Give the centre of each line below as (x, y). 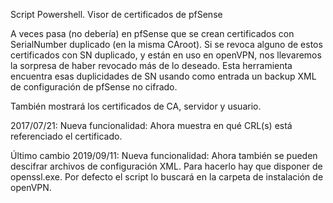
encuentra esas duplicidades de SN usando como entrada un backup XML (163, 76)
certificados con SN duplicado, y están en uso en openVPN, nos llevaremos (166, 55)
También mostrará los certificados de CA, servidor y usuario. (136, 106)
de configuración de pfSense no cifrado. (94, 87)
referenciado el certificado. (66, 136)
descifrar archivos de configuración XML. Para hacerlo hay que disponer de (166, 166)
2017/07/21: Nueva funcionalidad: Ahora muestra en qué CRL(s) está (151, 125)
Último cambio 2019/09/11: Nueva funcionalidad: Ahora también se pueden (164, 155)
